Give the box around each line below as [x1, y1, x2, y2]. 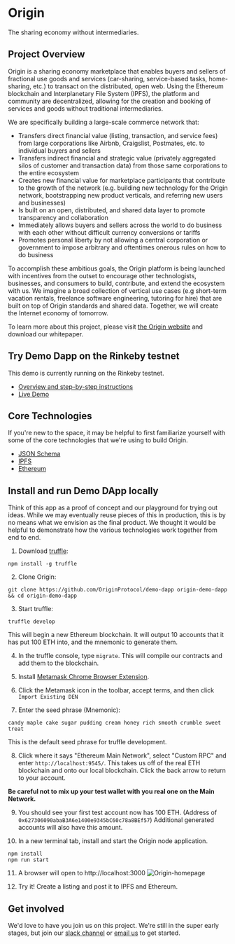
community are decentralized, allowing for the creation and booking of [8, 97, 211, 105]
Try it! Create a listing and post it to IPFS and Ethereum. [17, 882, 178, 891]
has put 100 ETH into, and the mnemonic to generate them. [8, 638, 178, 646]
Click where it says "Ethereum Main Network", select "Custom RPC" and [17, 751, 227, 760]
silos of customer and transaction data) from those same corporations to [17, 161, 228, 170]
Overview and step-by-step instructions [17, 382, 134, 390]
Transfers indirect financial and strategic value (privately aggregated [17, 153, 216, 162]
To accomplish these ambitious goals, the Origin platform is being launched [8, 264, 226, 273]
